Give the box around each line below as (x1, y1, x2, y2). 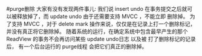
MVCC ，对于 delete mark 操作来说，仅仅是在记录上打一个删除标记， (23, 20, 196, 27)
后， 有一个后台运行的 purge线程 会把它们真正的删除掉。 (6, 43, 148, 50)
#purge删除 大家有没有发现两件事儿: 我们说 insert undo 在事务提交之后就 (6, 5, 187, 12)
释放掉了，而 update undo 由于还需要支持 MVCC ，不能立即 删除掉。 (16, 13, 189, 20)
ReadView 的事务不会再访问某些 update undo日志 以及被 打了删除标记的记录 (6, 36, 197, 42)
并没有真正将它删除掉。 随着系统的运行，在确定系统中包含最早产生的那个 (6, 28, 188, 35)
